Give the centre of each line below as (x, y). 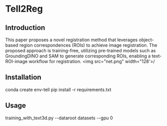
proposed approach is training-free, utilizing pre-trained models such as (80, 51)
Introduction (25, 28)
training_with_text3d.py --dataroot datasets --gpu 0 (59, 118)
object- (147, 40)
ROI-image (16, 61)
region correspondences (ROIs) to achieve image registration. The (89, 45)
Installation (23, 77)
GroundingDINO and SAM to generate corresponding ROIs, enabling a (78, 56)
